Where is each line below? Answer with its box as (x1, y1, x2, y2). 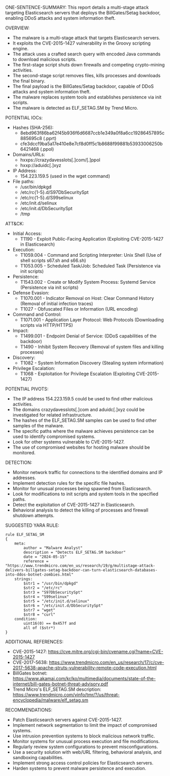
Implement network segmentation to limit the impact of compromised (12, 722, 157, 728)
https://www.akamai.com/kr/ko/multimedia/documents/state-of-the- (12, 676, 156, 682)
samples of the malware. (12, 423, 64, 428)
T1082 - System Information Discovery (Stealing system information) (20, 360, 164, 366)
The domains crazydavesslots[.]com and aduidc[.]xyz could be (12, 407, 145, 413)
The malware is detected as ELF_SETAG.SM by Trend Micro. (12, 105, 139, 111)
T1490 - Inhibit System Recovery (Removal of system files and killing (20, 344, 164, 350)
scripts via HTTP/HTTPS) (20, 322, 74, 328)
